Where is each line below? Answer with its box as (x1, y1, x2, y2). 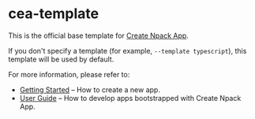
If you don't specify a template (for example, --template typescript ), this (8, 46, 247, 55)
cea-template (8, 5, 99, 23)
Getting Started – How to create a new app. (19, 84, 160, 95)
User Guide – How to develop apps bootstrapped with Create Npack (19, 93, 242, 102)
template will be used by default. (8, 54, 114, 64)
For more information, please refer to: (8, 69, 130, 79)
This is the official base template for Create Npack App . (8, 31, 189, 40)
